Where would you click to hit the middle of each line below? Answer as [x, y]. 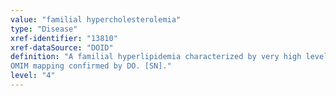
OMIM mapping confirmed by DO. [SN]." [91, 66]
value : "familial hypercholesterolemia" [96, 19]
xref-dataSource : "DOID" [62, 47]
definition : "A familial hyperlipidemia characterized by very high [156, 57]
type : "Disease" [44, 29]
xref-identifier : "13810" [64, 38]
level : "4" [33, 76]
